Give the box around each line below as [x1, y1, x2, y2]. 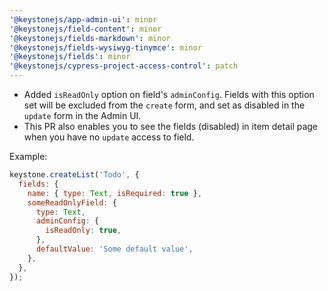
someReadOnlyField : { [27, 197, 117, 208]
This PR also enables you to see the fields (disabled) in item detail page [23, 121, 319, 132]
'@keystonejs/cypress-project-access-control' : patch [9, 61, 239, 71]
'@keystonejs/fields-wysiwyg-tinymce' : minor [9, 42, 202, 53]
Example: [9, 151, 48, 162]
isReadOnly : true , [45, 226, 122, 236]
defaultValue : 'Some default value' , [35, 244, 194, 254]
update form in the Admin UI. [23, 110, 142, 121]
